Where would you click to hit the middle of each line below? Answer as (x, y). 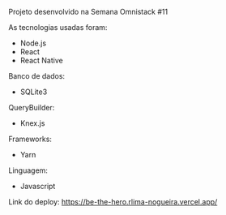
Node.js (33, 43)
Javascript (38, 186)
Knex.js (32, 123)
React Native (41, 60)
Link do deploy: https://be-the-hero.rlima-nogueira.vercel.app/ (113, 202)
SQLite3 (34, 92)
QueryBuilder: (32, 107)
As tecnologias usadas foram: (58, 27)
